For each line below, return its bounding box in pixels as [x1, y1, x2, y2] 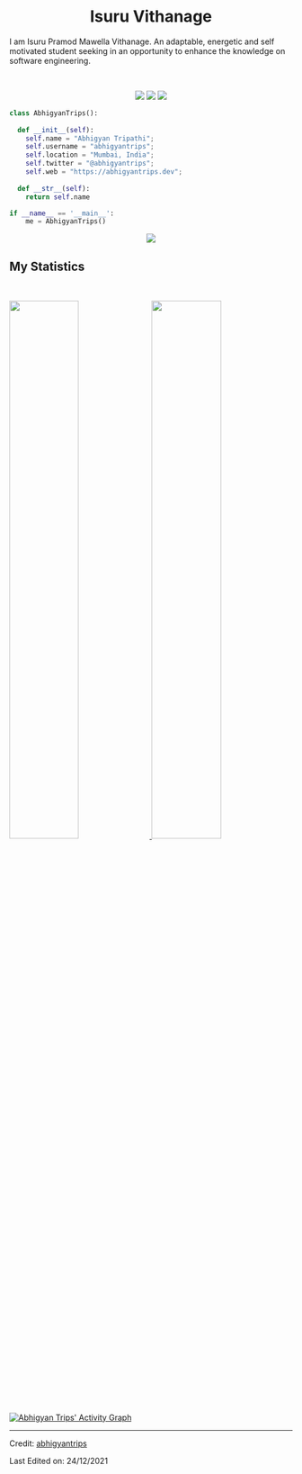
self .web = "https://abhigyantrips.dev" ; [25, 167, 182, 176]
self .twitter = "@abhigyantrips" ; [25, 159, 155, 168]
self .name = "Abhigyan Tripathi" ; [25, 133, 155, 143]
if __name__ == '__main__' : [9, 209, 115, 218]
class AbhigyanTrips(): [9, 108, 99, 118]
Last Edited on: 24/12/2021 [9, 1455, 109, 1466]
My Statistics [9, 258, 85, 274]
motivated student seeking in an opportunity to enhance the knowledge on [9, 45, 286, 56]
